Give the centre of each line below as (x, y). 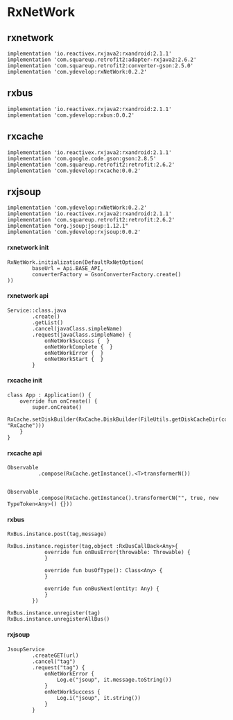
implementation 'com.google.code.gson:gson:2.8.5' (82, 158)
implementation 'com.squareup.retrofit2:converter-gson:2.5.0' (101, 66)
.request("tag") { (59, 667)
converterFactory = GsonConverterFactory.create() (107, 274)
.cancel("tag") (54, 661)
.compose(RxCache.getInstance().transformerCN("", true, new (128, 498)
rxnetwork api (28, 296)
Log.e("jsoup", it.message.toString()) (114, 680)
